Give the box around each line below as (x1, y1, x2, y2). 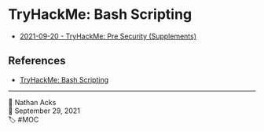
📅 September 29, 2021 (8, 106, 81, 115)
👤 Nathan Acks (8, 97, 57, 107)
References (8, 54, 66, 67)
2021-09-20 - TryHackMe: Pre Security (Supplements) (19, 31, 197, 41)
